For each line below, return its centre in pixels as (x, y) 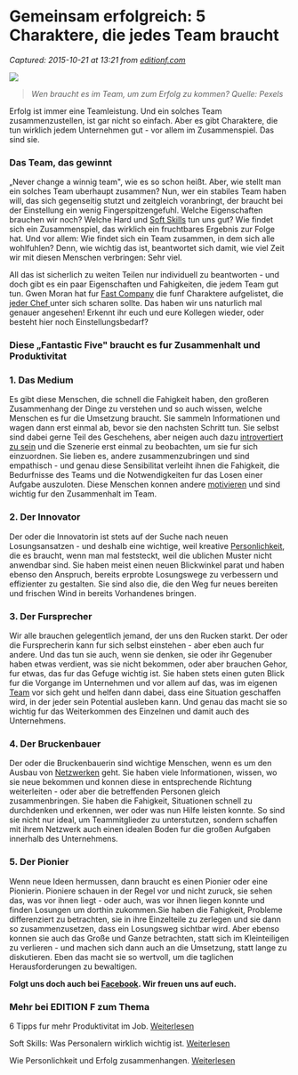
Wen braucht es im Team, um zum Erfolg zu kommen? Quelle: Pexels (157, 93)
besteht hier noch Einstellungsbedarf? (79, 322)
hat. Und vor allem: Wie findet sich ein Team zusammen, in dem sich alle (142, 238)
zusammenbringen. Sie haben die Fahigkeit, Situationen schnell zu (131, 801)
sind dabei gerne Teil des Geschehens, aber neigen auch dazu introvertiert (146, 437)
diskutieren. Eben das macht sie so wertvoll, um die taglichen (121, 957)
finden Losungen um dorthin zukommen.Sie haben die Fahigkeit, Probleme (146, 909)
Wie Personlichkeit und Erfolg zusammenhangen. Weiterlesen (122, 1060)
